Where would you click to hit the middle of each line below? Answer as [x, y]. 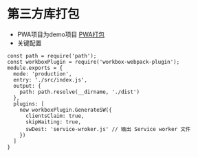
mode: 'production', [43, 74]
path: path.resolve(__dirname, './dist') [79, 92]
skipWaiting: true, [53, 122]
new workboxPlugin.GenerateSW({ [66, 110]
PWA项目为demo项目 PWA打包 [61, 34]
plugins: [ [29, 104]
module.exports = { [35, 68]
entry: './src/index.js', [51, 80]
